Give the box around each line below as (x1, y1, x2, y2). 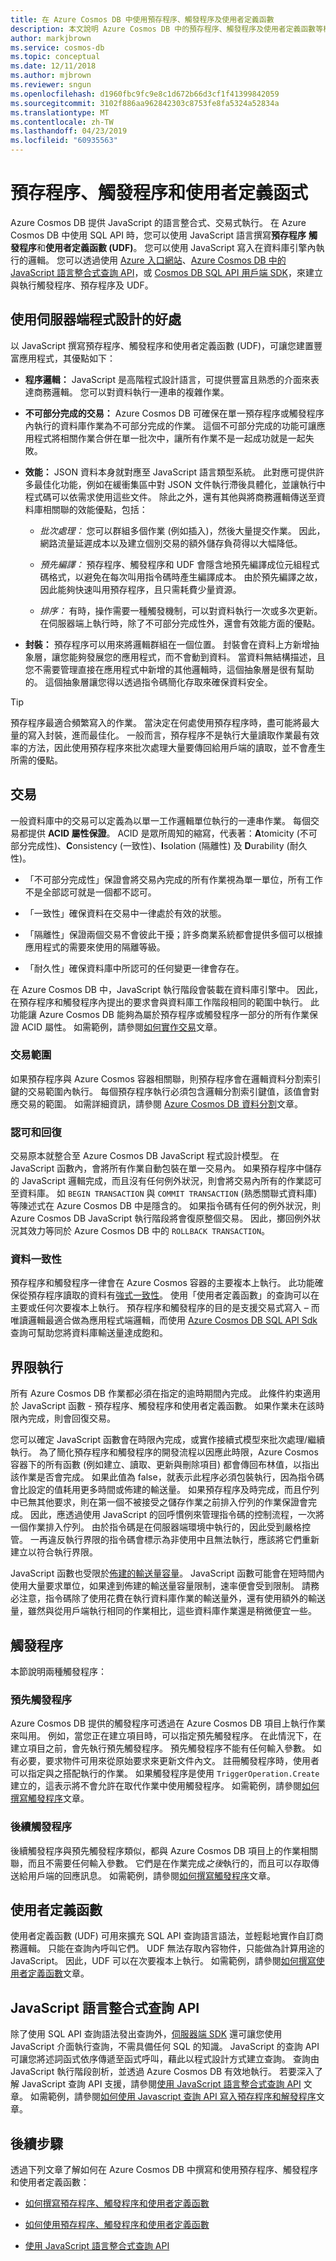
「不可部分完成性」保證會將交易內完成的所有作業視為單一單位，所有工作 (24, 873, 323, 885)
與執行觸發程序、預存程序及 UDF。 (10, 279, 154, 291)
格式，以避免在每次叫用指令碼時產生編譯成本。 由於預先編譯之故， (48, 571, 323, 583)
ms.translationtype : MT (10, 107, 110, 118)
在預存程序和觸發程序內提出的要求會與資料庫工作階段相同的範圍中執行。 (10, 996, 308, 1008)
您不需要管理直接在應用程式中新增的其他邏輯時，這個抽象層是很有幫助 (24, 663, 315, 675)
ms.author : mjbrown (10, 71, 92, 81)
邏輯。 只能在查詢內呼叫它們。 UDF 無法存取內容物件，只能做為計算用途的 (18, 1942, 325, 1955)
